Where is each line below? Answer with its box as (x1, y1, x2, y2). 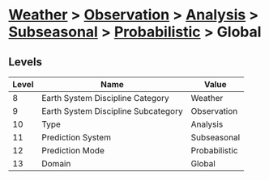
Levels (8, 55, 43, 69)
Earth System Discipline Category (41, 93, 170, 103)
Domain (41, 158, 71, 169)
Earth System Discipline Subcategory (41, 106, 184, 116)
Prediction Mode (41, 145, 105, 156)
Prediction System (41, 132, 112, 143)
